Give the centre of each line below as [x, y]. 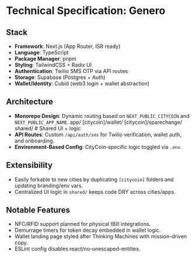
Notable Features [38, 210]
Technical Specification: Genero [86, 11]
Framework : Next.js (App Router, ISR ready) [67, 46]
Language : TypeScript [41, 53]
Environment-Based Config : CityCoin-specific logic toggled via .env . [98, 147]
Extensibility [29, 165]
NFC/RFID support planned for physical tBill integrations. [83, 224]
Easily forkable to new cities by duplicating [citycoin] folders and [94, 179]
